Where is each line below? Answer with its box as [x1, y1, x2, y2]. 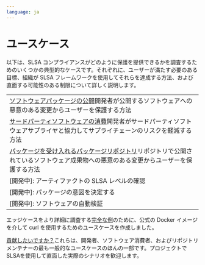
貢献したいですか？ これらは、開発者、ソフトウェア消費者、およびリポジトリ [6, 236, 199, 244]
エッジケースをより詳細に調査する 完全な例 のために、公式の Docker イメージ [6, 216, 198, 223]
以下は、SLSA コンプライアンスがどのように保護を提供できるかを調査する [6, 58, 192, 66]
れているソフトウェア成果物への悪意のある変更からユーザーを [9, 156, 187, 164]
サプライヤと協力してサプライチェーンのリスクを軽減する [27, 126, 192, 135]
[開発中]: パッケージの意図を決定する [9, 188, 115, 196]
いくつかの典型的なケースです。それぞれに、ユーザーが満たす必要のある [16, 66, 198, 73]
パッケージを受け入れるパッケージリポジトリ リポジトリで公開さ [9, 147, 193, 155]
